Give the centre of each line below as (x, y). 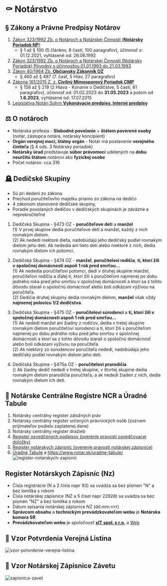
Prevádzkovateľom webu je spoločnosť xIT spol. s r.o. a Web (76, 523)
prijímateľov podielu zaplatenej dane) (50, 426)
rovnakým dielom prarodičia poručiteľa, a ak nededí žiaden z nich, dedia (86, 375)
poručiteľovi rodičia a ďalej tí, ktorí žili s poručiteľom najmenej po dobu (85, 276)
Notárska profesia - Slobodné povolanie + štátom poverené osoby (82, 131)
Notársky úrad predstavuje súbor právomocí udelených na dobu (80, 152)
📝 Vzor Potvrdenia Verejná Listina (58, 538)
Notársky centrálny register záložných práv (57, 416)
